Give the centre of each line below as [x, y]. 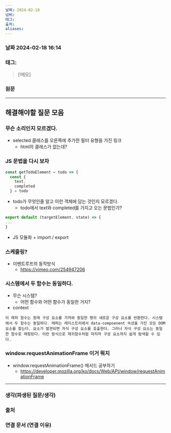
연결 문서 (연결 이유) [28, 425]
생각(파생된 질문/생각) [31, 395]
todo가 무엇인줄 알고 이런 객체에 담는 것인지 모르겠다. [65, 201]
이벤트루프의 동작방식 [34, 264]
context [21, 308]
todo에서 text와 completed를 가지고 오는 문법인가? [71, 208]
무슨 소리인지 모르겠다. [31, 128]
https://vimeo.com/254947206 [53, 269]
